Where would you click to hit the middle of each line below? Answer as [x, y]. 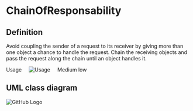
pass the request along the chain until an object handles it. [77, 58]
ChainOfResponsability [64, 11]
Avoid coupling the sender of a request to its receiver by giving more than [95, 46]
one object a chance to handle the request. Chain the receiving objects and [97, 52]
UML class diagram [42, 88]
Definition [24, 32]
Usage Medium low [46, 70]
